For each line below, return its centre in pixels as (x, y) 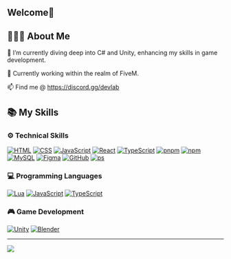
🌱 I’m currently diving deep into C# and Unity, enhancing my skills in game (112, 53)
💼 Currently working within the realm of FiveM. (73, 74)
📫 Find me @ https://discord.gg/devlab (63, 87)
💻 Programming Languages (55, 176)
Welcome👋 (31, 13)
